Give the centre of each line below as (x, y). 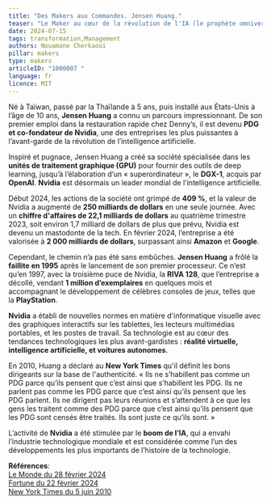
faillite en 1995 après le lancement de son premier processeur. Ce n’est (127, 265)
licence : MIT (30, 83)
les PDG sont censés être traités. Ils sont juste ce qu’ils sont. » (112, 417)
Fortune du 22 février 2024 (54, 483)
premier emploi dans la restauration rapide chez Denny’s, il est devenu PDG (134, 124)
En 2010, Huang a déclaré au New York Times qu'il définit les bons (119, 366)
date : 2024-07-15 (38, 31)
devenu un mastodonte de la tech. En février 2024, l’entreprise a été (121, 232)
